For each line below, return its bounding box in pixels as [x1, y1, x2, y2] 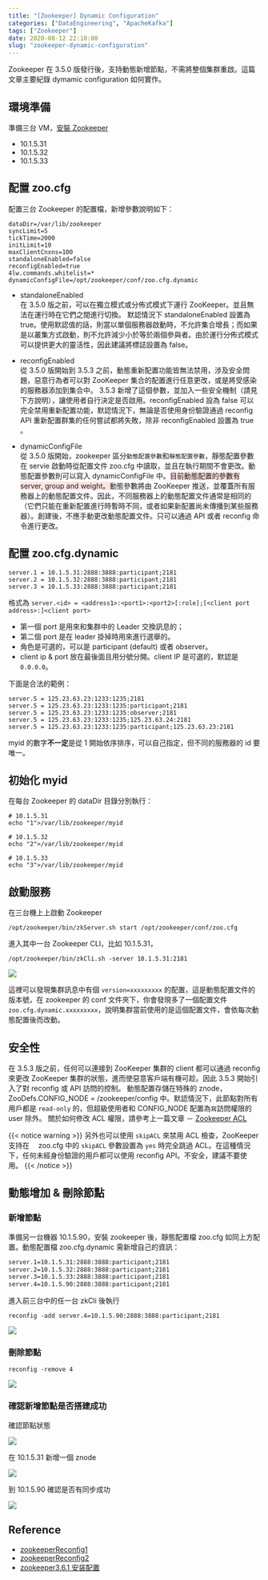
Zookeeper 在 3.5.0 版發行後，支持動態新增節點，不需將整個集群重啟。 [8, 65, 242, 75]
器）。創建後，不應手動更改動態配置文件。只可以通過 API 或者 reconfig [19, 510, 250, 521]
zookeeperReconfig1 [19, 1544, 88, 1554]
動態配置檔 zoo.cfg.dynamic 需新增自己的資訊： [22, 1242, 180, 1252]
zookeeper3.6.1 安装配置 [19, 1562, 100, 1572]
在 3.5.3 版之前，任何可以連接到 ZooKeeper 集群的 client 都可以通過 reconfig [8, 1063, 261, 1073]
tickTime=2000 [8, 234, 56, 242]
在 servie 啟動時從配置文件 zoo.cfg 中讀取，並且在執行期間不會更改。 [19, 461, 249, 470]
